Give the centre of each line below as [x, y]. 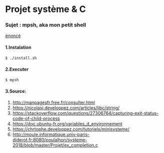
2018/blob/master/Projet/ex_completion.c [55, 145]
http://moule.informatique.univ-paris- [51, 134]
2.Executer [17, 69]
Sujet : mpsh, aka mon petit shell [46, 25]
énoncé [13, 36]
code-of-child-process [36, 118]
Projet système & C [46, 9]
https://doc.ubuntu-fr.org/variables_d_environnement [67, 123]
